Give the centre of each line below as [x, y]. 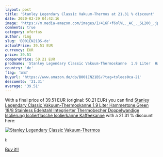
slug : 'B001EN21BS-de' [28, 41]
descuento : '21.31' [25, 81]
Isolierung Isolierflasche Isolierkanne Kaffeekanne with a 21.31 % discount [79, 115]
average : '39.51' [23, 86]
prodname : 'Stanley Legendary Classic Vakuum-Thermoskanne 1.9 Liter [78, 63]
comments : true [20, 28]
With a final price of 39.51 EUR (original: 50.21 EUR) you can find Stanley [77, 100]
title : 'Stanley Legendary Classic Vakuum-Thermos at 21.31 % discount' [80, 14]
